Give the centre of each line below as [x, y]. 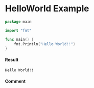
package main [18, 22]
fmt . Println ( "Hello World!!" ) [45, 44]
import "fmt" [18, 30]
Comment [15, 81]
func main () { [20, 39]
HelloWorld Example [47, 9]
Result [12, 59]
